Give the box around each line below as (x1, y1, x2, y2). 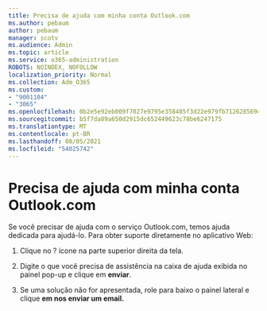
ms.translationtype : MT (8, 122, 87, 130)
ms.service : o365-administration (8, 56, 119, 64)
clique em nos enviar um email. (19, 294, 125, 303)
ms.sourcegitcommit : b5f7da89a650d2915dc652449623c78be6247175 (8, 115, 222, 123)
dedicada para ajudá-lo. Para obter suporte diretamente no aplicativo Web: (8, 231, 253, 240)
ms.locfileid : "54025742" (8, 145, 94, 153)
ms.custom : (8, 85, 44, 94)
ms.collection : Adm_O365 (8, 78, 91, 86)
